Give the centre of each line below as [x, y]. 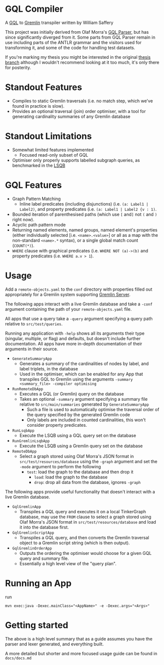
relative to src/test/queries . [34, 323]
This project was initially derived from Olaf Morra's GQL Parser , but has [77, 32]
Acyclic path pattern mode [39, 225]
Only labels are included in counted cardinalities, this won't [86, 420]
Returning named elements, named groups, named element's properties [85, 230]
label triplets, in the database [49, 368]
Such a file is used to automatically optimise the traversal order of [93, 409]
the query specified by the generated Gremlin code [78, 414]
